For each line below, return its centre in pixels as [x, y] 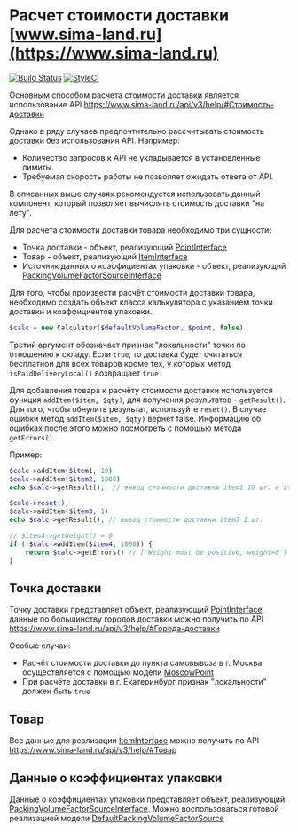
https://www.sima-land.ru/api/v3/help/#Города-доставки [114, 629]
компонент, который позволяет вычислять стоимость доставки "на [137, 203]
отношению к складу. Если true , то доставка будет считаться [126, 354]
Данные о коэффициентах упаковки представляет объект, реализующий [147, 799]
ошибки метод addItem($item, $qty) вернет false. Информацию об [135, 418]
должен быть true [56, 691]
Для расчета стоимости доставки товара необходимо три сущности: [141, 230]
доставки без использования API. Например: [94, 140]
